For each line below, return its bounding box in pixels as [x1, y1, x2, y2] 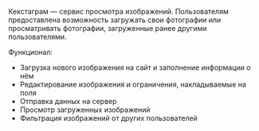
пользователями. [8, 32, 67, 41]
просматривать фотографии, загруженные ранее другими [8, 24, 207, 33]
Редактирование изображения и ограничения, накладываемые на [19, 79, 247, 89]
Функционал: [8, 48, 53, 56]
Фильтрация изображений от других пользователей [19, 114, 198, 122]
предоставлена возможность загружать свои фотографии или [8, 15, 222, 25]
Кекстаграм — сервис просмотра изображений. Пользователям [8, 7, 229, 16]
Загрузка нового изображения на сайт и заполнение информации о [19, 63, 251, 72]
